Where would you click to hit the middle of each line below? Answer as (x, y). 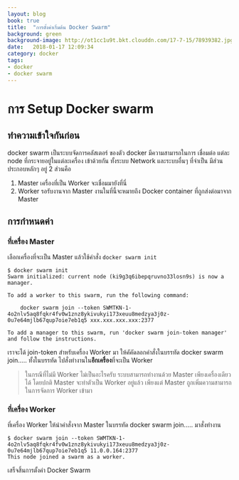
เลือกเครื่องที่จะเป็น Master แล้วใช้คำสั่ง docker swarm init (82, 257)
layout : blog (27, 14)
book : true (23, 21)
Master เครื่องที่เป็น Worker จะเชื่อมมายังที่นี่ (72, 183)
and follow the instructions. (52, 339)
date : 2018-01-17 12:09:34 (51, 47)
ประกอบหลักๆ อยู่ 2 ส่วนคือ (39, 169)
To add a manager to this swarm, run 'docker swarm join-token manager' (117, 333)
